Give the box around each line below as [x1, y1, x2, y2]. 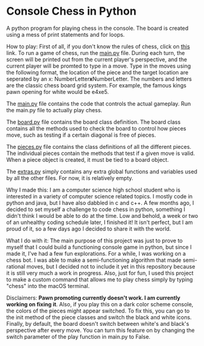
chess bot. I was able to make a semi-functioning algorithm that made [6, 256, 181, 264]
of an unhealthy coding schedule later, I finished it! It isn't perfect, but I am [6, 218, 193, 226]
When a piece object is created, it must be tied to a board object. [6, 156, 169, 163]
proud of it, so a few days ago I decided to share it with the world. [6, 225, 172, 232]
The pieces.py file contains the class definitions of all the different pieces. [6, 143, 192, 150]
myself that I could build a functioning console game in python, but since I [6, 243, 192, 251]
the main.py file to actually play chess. [6, 106, 102, 114]
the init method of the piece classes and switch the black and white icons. [6, 313, 192, 321]
